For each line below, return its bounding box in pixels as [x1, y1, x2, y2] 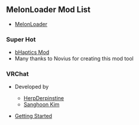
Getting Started [14, 113, 52, 120]
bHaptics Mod [14, 49, 50, 56]
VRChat [6, 70, 29, 78]
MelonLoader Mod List [6, 5, 90, 15]
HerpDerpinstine [23, 95, 64, 102]
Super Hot [6, 35, 36, 43]
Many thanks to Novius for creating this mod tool [14, 55, 134, 62]
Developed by [14, 83, 49, 91]
